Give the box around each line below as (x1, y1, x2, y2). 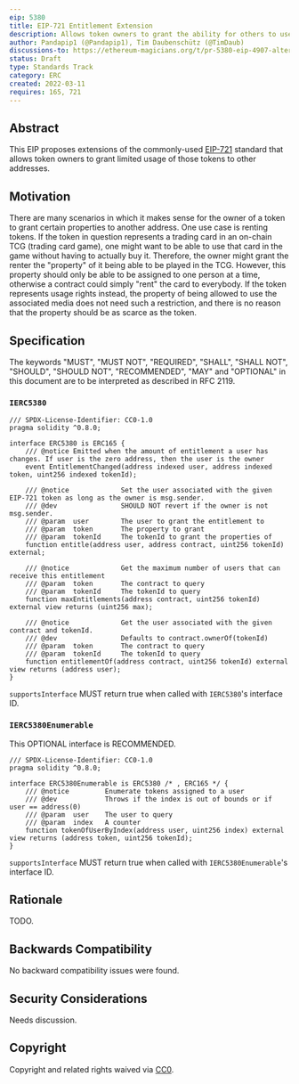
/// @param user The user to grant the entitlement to (25, 518, 265, 526)
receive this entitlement (9, 572, 105, 581)
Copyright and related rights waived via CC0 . (9, 1064, 174, 1074)
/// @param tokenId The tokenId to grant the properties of (25, 533, 273, 542)
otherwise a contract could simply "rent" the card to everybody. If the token (9, 279, 287, 289)
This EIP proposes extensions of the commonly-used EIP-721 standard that (9, 144, 284, 155)
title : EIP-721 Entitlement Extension (9, 21, 153, 30)
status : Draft (9, 54, 62, 63)
